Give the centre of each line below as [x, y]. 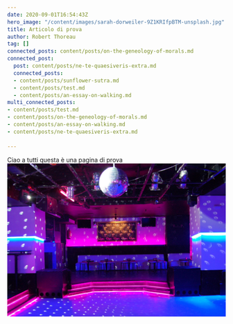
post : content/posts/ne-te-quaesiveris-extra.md [85, 66]
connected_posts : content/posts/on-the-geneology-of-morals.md [101, 51]
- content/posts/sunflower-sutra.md [66, 80]
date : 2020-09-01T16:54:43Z [48, 15]
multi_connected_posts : [42, 103]
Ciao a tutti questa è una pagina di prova [65, 160]
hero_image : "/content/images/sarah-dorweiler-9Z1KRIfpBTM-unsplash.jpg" [116, 22]
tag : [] [18, 44]
